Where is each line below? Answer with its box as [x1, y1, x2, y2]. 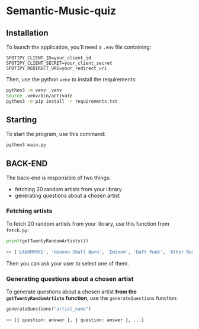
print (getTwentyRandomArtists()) [6, 238, 89, 244]
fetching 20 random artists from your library [14, 186, 123, 193]
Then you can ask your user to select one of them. [6, 260, 129, 267]
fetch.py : [6, 227, 30, 234]
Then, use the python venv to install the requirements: [6, 76, 137, 83]
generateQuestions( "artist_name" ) [6, 306, 92, 312]
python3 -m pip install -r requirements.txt [6, 98, 118, 105]
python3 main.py [6, 142, 46, 148]
